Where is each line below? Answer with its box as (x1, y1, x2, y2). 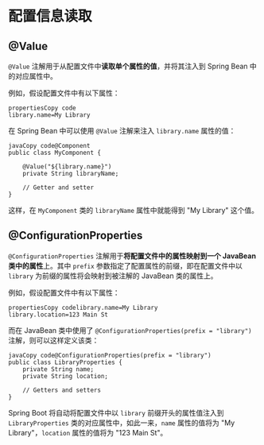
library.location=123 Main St (8, 311, 109, 319)
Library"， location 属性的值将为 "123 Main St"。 (8, 428, 168, 437)
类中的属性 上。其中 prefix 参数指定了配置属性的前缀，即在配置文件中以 (8, 261, 243, 270)
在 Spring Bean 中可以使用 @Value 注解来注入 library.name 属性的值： (8, 126, 236, 135)
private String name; (22, 365, 94, 373)
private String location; (22, 372, 109, 380)
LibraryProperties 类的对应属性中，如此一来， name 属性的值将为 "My (8, 418, 235, 428)
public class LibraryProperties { (8, 358, 123, 366)
